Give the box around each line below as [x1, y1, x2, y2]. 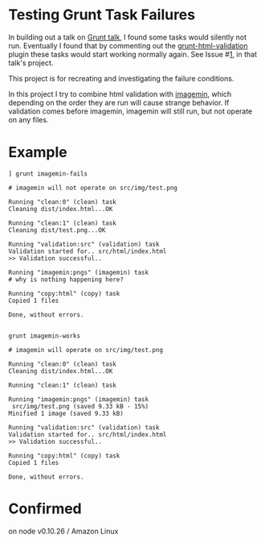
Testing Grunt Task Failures [8, 6, 195, 24]
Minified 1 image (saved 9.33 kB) [8, 409, 124, 417]
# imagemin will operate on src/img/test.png [8, 346, 163, 354]
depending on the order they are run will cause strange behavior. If [8, 97, 230, 107]
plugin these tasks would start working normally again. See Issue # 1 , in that [8, 49, 257, 59]
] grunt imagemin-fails [8, 169, 88, 178]
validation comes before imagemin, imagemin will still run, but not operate [8, 106, 253, 116]
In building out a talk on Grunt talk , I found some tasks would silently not [8, 32, 247, 42]
